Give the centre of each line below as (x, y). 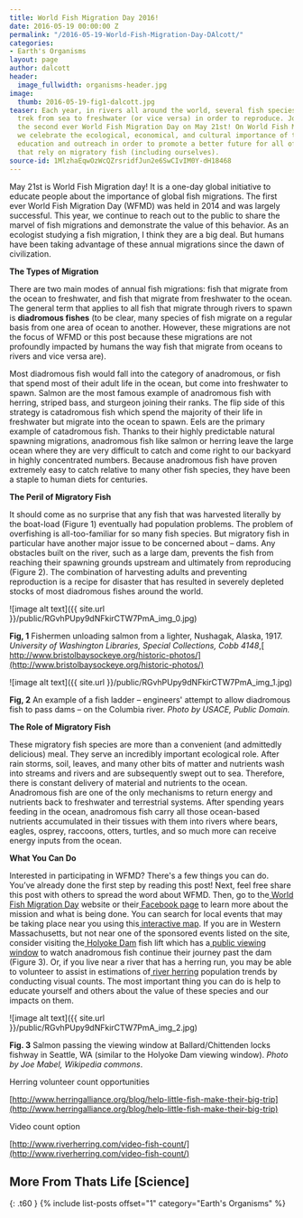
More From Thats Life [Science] (100, 1181)
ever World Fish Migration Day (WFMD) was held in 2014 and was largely (145, 205)
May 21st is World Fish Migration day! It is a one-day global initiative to (140, 186)
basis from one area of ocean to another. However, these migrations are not (150, 327)
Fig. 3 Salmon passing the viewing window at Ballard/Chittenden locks (140, 1044)
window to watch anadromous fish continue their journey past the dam (141, 952)
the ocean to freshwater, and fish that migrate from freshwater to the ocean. (151, 298)
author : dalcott (40, 69)
